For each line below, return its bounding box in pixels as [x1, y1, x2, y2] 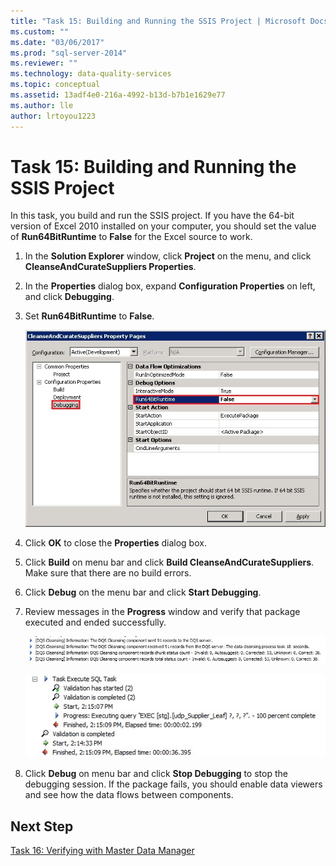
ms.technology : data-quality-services [10, 69, 172, 79]
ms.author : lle [10, 100, 74, 110]
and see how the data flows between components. [24, 789, 234, 801]
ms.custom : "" [10, 26, 70, 37]
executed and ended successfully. [24, 616, 167, 629]
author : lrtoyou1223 [10, 111, 97, 121]
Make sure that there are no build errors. [24, 567, 192, 579]
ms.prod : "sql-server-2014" [10, 48, 128, 58]
